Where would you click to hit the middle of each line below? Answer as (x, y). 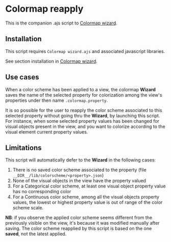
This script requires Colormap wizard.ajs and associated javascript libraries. (85, 51)
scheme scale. (28, 208)
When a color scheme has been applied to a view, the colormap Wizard (80, 89)
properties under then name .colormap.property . (57, 100)
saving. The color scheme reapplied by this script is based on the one (79, 228)
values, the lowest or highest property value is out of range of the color (88, 202)
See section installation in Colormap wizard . (52, 61)
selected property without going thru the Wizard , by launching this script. (83, 116)
